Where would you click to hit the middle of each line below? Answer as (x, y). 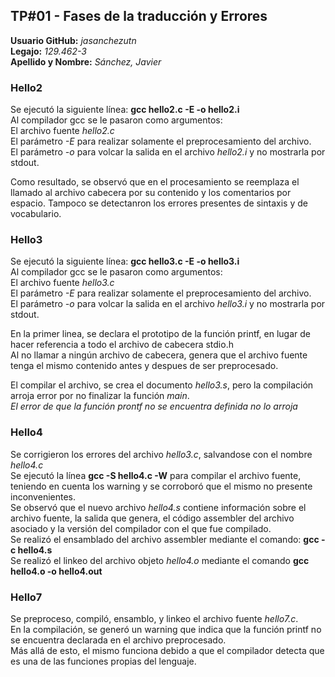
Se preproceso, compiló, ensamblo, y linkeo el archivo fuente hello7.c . (154, 618)
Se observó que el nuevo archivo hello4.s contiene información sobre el (158, 507)
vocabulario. (36, 214)
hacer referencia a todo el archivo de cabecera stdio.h (122, 345)
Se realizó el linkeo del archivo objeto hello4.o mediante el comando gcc (160, 560)
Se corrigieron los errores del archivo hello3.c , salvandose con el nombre (161, 454)
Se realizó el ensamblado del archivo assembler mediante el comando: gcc (165, 539)
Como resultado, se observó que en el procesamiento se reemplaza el (155, 182)
